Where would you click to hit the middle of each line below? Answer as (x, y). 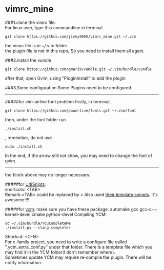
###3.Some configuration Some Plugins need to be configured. (69, 87)
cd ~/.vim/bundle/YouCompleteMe (38, 223)
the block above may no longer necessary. (48, 174)
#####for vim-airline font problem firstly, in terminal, (58, 101)
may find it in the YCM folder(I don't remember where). (60, 252)
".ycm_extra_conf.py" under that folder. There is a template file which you (79, 247)
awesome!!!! (17, 200)
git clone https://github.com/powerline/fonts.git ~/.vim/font (71, 111)
